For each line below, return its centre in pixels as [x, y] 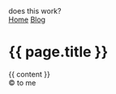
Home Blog [27, 19]
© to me [22, 83]
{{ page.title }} [58, 52]
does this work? [35, 11]
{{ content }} [29, 74]
